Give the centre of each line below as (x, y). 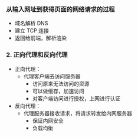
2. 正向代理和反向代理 (37, 55)
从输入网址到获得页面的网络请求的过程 (60, 9)
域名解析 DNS (31, 23)
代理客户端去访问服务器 (52, 76)
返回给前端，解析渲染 (40, 38)
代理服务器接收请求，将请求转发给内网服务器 (78, 113)
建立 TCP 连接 (32, 31)
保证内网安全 (48, 120)
